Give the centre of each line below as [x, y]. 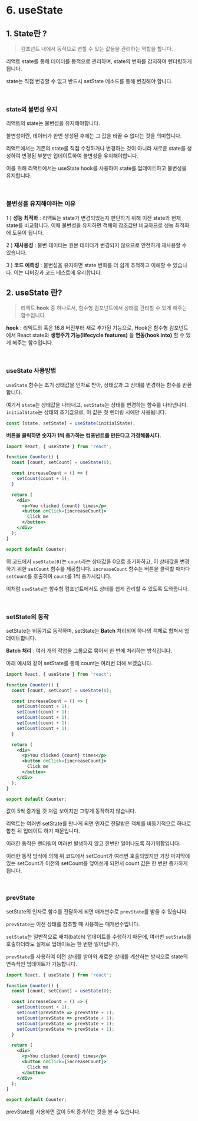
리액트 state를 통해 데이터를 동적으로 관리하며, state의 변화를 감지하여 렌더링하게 [99, 61]
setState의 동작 [27, 617]
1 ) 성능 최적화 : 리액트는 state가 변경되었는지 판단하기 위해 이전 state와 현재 [94, 218]
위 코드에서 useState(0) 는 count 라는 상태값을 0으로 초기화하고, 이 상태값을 [93, 561]
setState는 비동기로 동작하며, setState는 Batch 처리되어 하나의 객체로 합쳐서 [95, 630]
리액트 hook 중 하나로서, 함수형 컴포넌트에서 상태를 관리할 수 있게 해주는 [104, 308]
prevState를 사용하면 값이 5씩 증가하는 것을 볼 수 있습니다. [73, 1112]
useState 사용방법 [31, 371]
